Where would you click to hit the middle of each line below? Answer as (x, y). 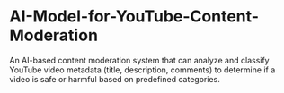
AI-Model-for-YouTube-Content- (134, 17)
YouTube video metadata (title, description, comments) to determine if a (142, 70)
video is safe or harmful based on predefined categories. (115, 79)
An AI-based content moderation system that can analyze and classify (139, 60)
